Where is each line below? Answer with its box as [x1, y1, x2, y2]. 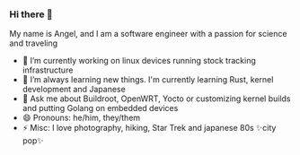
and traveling [9, 38, 58, 48]
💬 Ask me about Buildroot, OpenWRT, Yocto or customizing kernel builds [22, 93, 291, 104]
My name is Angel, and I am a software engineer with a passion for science [9, 29, 287, 39]
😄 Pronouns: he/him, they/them [22, 112, 141, 124]
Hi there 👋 [9, 8, 54, 21]
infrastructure [22, 65, 74, 75]
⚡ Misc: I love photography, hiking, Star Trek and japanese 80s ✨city [22, 123, 277, 133]
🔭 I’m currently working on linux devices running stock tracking [22, 56, 256, 66]
